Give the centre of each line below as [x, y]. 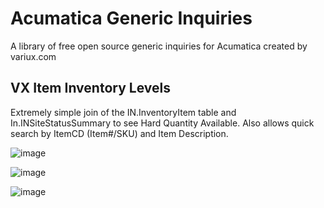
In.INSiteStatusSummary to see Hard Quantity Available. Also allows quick [162, 123]
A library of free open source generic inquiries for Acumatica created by [159, 46]
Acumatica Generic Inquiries [131, 18]
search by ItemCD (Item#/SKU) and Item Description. [119, 133]
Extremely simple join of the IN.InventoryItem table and [123, 112]
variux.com [33, 56]
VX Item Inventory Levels [90, 88]
